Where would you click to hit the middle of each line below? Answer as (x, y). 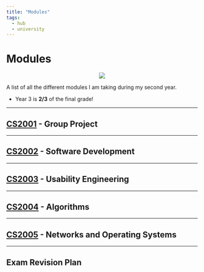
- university (28, 29)
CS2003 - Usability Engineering (68, 179)
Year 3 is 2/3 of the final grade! (54, 99)
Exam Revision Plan (44, 262)
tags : (13, 18)
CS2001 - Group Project (52, 124)
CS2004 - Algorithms (48, 207)
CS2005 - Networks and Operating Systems (92, 235)
